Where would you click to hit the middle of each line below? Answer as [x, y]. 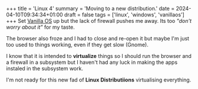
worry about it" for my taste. [41, 27]
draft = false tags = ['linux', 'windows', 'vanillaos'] [124, 15]
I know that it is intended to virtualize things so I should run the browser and [99, 56]
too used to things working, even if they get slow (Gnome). [77, 44]
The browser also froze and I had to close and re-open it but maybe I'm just [98, 38]
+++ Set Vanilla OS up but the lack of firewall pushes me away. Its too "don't [99, 21]
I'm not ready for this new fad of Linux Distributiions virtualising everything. [99, 80]
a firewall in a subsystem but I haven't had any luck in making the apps [92, 62]
